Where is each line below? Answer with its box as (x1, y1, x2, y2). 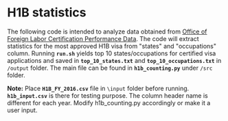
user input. (7, 106, 38, 114)
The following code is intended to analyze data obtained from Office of (7, 27, 207, 36)
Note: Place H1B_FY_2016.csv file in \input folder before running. (7, 84, 190, 92)
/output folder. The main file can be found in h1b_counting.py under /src (7, 64, 213, 72)
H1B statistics (7, 5, 87, 21)
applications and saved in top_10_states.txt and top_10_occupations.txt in (7, 56, 222, 64)
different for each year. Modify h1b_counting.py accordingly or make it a (7, 98, 211, 107)
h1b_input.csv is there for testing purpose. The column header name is (7, 91, 208, 100)
